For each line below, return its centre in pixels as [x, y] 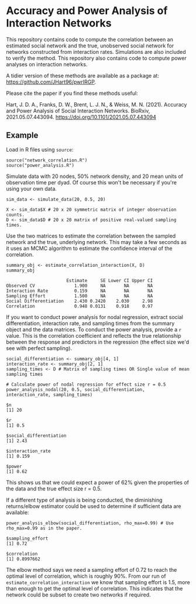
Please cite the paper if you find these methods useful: [72, 93]
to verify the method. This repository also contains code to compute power [96, 58]
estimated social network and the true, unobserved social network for [90, 46]
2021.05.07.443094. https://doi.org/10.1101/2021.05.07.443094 [81, 117]
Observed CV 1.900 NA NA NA [80, 286]
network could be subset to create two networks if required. [78, 595]
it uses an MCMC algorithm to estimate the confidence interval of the [89, 248]
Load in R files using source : [40, 149]
